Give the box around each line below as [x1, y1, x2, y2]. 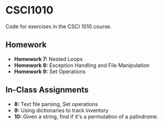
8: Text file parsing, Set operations [14, 100, 98, 107]
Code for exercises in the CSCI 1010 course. [5, 23, 112, 30]
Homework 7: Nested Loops [14, 55, 83, 62]
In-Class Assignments [5, 85, 89, 95]
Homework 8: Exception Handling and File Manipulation [14, 62, 150, 69]
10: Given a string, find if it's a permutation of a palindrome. [14, 113, 159, 120]
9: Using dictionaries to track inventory [14, 107, 109, 114]
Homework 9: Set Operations [14, 68, 86, 75]
